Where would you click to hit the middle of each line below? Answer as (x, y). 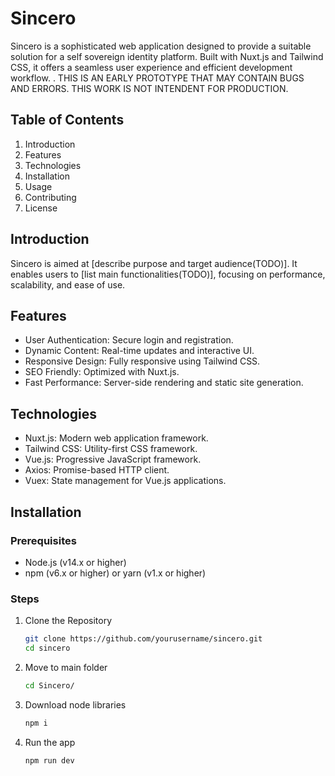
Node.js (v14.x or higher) (75, 562)
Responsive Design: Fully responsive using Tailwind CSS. (142, 361)
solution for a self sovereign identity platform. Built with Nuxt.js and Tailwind (167, 56)
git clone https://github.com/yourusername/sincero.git (143, 639)
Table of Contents (67, 120)
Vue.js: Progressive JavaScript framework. (113, 459)
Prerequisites (43, 540)
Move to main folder (66, 667)
